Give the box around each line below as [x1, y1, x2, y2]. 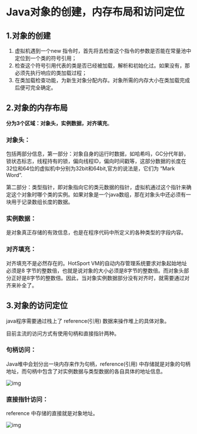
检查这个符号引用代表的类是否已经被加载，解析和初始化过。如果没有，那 [14, 62, 190, 69]
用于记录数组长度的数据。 [11, 198, 74, 206]
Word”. [6, 172, 22, 179]
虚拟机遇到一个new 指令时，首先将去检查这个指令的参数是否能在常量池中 [14, 48, 192, 54]
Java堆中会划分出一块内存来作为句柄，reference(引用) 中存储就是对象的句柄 [6, 360, 191, 368]
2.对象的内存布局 [6, 103, 68, 113]
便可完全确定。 [19, 84, 56, 91]
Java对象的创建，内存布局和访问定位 [6, 5, 185, 19]
